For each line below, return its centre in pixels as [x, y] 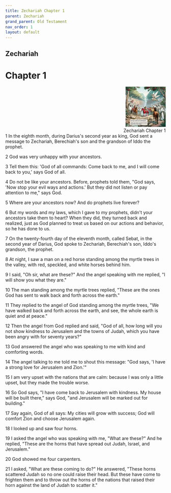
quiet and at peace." [26, 316]
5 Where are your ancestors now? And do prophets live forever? [73, 203]
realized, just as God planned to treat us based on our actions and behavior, [85, 223]
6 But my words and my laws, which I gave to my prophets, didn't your [79, 213]
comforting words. [25, 352]
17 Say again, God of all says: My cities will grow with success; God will [80, 413]
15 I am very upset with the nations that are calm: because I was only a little [84, 377]
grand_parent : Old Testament [36, 21]
